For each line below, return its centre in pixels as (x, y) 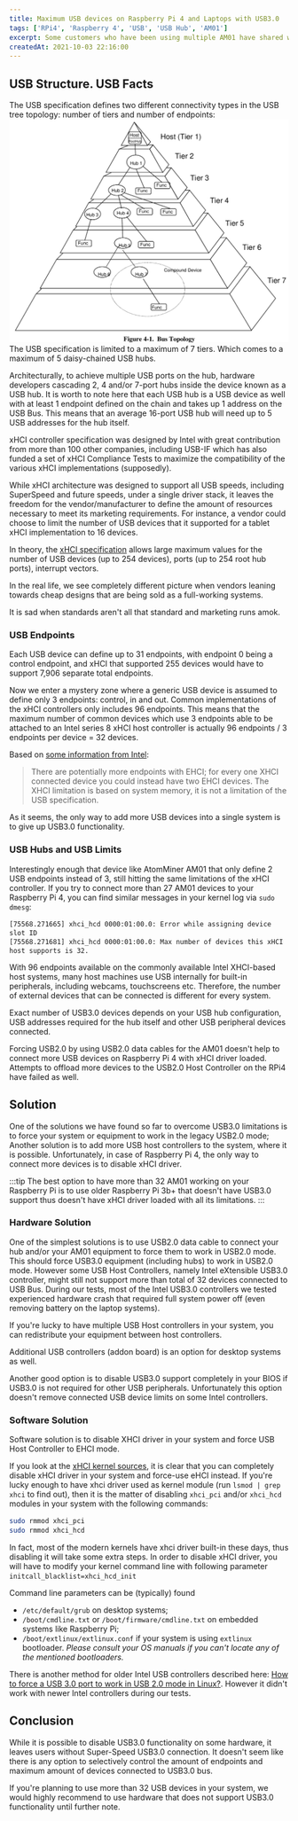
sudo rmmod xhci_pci (47, 1521)
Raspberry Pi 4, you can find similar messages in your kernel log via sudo (142, 897)
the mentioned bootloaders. (73, 1657)
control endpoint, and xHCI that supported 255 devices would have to (137, 664)
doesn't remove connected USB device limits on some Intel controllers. (139, 1397)
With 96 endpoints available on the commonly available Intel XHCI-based (143, 967)
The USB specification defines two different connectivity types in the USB (144, 106)
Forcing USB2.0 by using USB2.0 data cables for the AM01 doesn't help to (145, 1048)
